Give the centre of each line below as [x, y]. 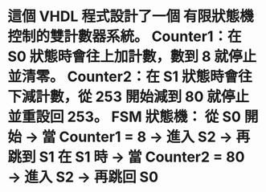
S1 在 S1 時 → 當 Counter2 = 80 [142, 157]
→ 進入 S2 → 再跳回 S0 [83, 177]
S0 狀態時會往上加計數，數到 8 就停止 [132, 57]
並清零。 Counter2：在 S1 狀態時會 [123, 77]
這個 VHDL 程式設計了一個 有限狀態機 [131, 16]
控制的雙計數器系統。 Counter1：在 [125, 37]
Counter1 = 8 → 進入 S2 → [146, 137]
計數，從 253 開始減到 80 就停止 [143, 97]
